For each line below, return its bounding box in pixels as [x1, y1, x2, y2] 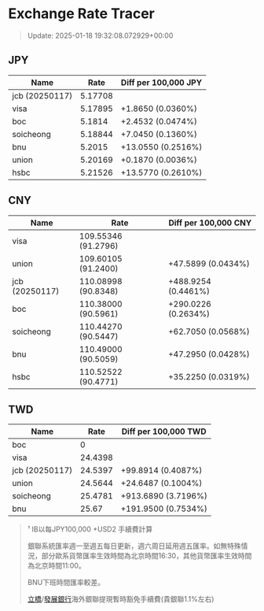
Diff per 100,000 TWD [121, 426, 207, 437]
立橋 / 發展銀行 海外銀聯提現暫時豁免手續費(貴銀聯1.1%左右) [27, 594, 214, 604]
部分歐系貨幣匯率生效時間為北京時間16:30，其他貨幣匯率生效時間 [41, 551, 252, 561]
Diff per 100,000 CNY [168, 217, 252, 228]
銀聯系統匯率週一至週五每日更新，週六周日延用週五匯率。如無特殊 [27, 541, 241, 551]
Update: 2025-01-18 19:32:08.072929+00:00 [27, 31, 174, 40]
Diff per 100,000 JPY [120, 76, 203, 87]
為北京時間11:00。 [27, 561, 86, 571]
